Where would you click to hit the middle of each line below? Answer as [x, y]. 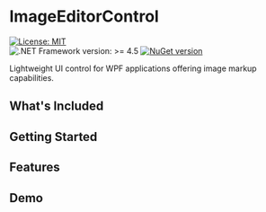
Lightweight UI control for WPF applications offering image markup [133, 68]
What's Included [57, 106]
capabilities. [31, 77]
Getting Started [53, 137]
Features [35, 168]
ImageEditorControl [84, 17]
